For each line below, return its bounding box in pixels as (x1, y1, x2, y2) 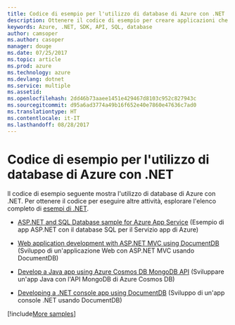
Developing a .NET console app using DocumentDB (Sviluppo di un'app (17, 288, 225, 297)
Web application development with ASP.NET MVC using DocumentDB (17, 239, 220, 248)
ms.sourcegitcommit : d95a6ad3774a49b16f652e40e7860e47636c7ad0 (7, 102, 197, 109)
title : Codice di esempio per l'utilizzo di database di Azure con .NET (7, 10, 225, 18)
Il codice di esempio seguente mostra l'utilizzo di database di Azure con (7, 190, 216, 198)
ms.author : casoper (7, 37, 65, 44)
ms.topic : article (7, 56, 61, 63)
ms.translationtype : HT (7, 108, 77, 115)
